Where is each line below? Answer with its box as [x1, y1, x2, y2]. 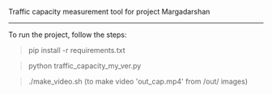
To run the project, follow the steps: [8, 30, 127, 39]
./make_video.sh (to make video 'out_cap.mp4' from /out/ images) [28, 76, 249, 86]
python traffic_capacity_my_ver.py [28, 61, 142, 71]
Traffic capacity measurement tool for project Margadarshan [8, 7, 210, 16]
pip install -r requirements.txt [28, 46, 125, 55]
